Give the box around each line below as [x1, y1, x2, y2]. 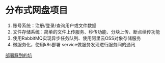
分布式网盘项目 [5, 5, 68, 16]
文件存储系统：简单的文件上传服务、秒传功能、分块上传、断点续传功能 [12, 28, 160, 35]
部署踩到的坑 [5, 52, 32, 58]
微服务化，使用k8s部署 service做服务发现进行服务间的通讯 [12, 41, 135, 47]
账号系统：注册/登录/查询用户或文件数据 [12, 22, 97, 28]
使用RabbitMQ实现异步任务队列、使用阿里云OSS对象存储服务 [12, 35, 141, 41]
